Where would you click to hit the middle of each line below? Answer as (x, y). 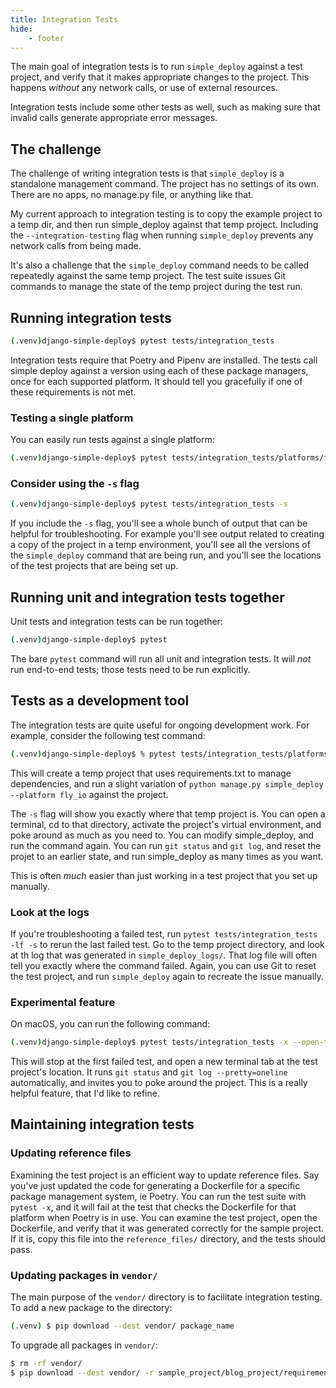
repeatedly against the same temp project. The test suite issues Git (148, 276)
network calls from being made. (76, 246)
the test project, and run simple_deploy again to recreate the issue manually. (167, 976)
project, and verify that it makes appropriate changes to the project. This (160, 77)
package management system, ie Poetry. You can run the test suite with (158, 1196)
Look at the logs (50, 912)
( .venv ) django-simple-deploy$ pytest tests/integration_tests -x (149, 1042)
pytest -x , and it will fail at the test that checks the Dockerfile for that (153, 1207)
